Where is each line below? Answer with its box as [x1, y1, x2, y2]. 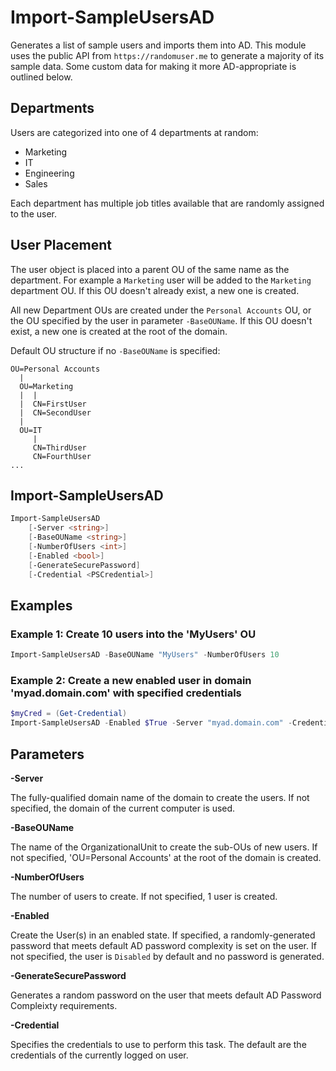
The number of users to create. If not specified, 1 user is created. [10, 890, 278, 902]
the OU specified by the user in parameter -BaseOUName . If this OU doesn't [10, 314, 313, 326]
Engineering [24, 167, 75, 179]
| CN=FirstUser [19, 399, 87, 409]
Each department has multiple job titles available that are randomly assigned [10, 197, 325, 209]
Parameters [10, 746, 85, 763]
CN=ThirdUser [32, 442, 87, 453]
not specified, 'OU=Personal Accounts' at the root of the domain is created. [10, 851, 322, 863]
